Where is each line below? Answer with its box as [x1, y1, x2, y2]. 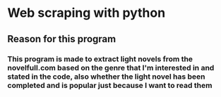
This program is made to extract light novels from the [7, 54, 193, 64]
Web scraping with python [7, 5, 166, 21]
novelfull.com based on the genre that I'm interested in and [7, 63, 215, 72]
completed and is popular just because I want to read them [7, 80, 213, 90]
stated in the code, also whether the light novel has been [7, 72, 205, 82]
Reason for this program [7, 33, 117, 45]
